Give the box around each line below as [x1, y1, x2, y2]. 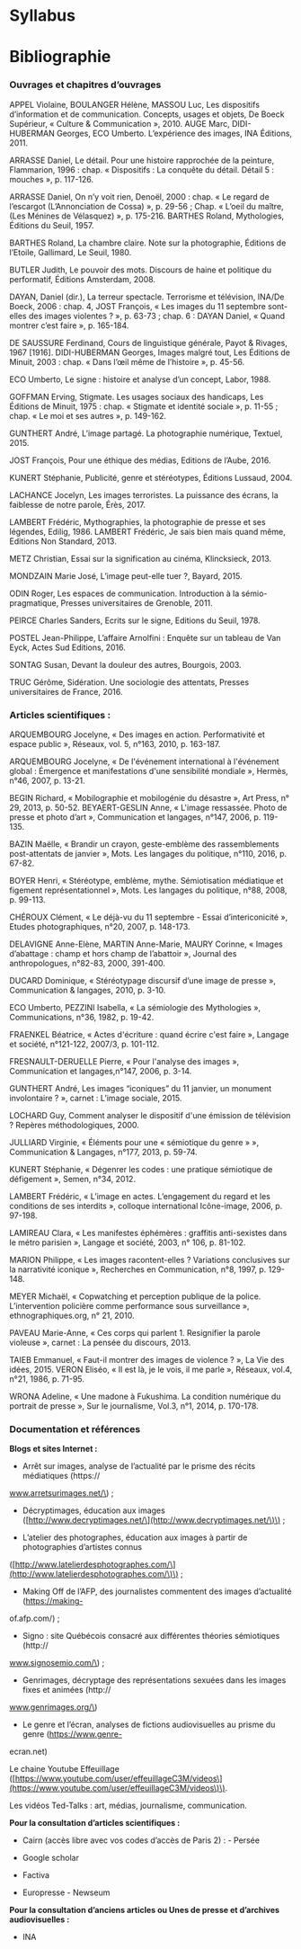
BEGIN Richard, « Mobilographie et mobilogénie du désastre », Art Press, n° [9, 792, 290, 803]
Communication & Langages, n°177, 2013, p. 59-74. [9, 1146, 198, 1157]
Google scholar [22, 1853, 79, 1864]
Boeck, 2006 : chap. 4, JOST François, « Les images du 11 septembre [9, 300, 267, 311]
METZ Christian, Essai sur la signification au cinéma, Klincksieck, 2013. [9, 553, 272, 564]
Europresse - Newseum [22, 1887, 111, 1898]
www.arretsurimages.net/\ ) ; [9, 1488, 114, 1499]
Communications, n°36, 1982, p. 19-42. [9, 1011, 155, 1022]
